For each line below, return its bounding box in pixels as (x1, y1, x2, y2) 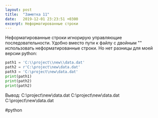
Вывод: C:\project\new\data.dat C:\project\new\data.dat (5, 92, 120, 98)
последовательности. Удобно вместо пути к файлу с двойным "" (5, 40, 142, 46)
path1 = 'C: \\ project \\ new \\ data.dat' (5, 60, 85, 65)
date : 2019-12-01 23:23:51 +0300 (5, 16, 79, 21)
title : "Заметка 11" (5, 12, 50, 17)
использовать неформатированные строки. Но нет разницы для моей (5, 45, 153, 51)
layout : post (5, 7, 32, 12)
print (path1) (5, 74, 32, 79)
